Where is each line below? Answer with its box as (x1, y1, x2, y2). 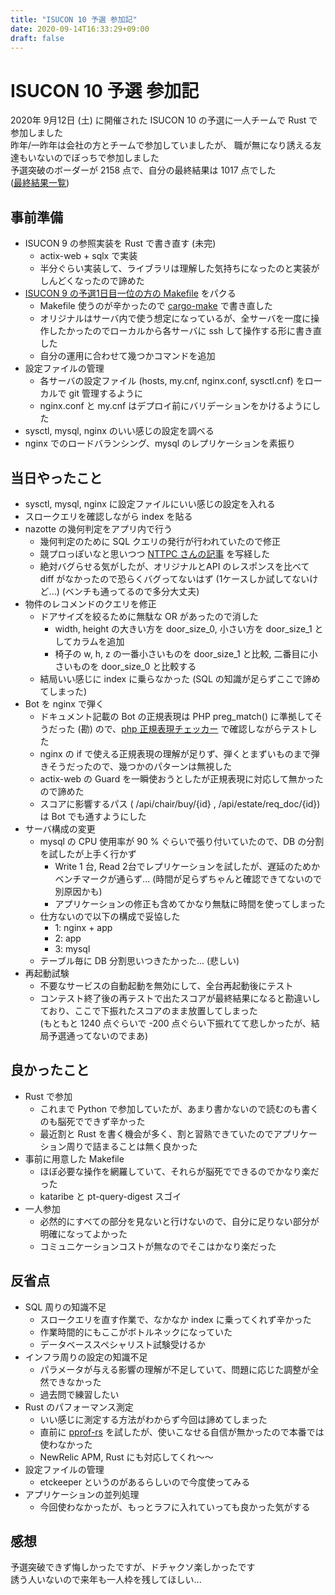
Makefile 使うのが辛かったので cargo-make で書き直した (39, 300, 273, 312)
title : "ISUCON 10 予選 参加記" (10, 14, 138, 25)
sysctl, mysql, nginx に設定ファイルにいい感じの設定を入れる (24, 497, 276, 510)
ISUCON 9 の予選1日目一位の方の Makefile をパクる (24, 287, 237, 300)
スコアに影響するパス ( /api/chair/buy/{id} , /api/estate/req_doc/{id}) (39, 797, 321, 810)
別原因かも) (54, 885, 103, 897)
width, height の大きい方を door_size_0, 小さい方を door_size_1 (54, 622, 313, 635)
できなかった (48, 1376, 102, 1388)
